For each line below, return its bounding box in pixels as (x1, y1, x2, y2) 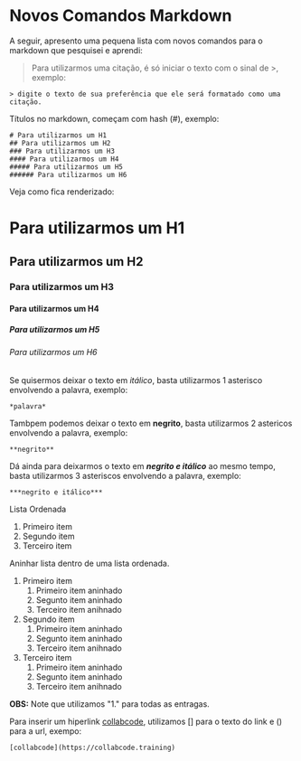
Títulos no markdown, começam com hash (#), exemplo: (9, 113, 220, 124)
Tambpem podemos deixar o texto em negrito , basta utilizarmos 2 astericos (9, 418, 293, 428)
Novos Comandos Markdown (9, 5, 232, 26)
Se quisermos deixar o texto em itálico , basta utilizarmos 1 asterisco (9, 374, 263, 385)
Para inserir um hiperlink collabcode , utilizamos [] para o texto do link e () (9, 716, 283, 727)
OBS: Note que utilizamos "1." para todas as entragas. (9, 698, 210, 709)
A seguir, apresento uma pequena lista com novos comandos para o (9, 35, 264, 46)
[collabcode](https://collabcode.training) (9, 743, 176, 752)
